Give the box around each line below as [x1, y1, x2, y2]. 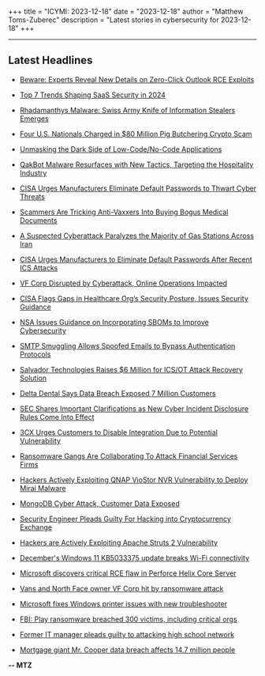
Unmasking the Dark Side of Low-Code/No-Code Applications [19, 144, 222, 153]
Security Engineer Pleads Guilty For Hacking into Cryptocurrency [19, 514, 231, 523]
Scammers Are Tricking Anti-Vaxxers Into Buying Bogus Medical [19, 207, 229, 217]
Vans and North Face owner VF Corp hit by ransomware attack [19, 583, 224, 593]
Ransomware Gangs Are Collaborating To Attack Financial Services [19, 451, 238, 461]
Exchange [19, 522, 53, 532]
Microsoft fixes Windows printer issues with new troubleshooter [19, 599, 227, 608]
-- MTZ [8, 660, 33, 670]
